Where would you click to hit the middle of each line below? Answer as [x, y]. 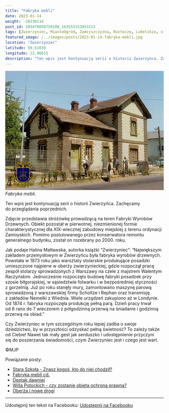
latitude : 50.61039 [26, 48]
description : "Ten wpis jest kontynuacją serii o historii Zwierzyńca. [82, 58]
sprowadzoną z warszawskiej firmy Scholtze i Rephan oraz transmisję [77, 292]
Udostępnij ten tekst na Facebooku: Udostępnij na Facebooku [69, 405]
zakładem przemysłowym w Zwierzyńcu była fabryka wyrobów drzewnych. [83, 255]
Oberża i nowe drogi [34, 390]
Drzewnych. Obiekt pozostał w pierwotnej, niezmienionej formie [71, 224]
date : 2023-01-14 [23, 16]
